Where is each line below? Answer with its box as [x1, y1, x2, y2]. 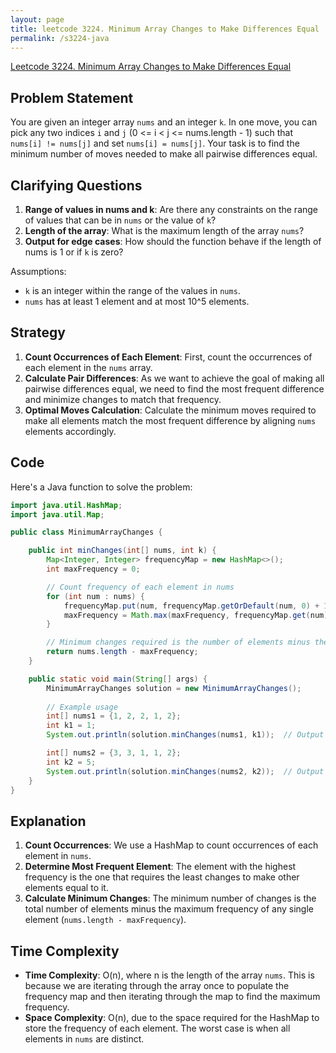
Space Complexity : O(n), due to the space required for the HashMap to [24, 1012, 320, 1023]
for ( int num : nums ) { [46, 591, 145, 601]
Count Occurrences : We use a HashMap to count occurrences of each [24, 839, 319, 851]
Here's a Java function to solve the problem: [10, 481, 193, 493]
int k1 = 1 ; [46, 721, 97, 731]
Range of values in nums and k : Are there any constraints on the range [24, 204, 319, 215]
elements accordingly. [24, 425, 117, 437]
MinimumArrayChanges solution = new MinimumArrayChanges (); [46, 683, 302, 693]
